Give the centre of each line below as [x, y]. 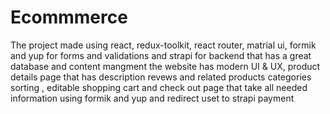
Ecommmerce [69, 17]
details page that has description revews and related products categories [161, 77]
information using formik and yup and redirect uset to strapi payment [152, 98]
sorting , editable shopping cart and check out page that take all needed [159, 87]
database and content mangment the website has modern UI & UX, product [165, 66]
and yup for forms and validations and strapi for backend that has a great [161, 55]
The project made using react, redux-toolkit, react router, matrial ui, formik [163, 45]
